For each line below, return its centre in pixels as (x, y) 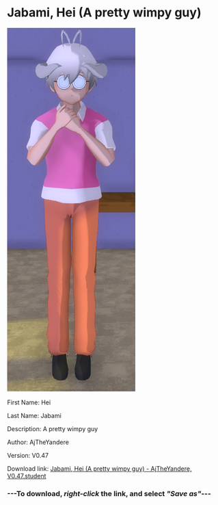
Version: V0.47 (28, 455)
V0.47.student (27, 476)
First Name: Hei (29, 402)
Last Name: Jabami (34, 415)
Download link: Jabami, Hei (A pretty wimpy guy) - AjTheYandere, (99, 468)
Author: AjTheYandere (38, 442)
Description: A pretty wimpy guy (53, 428)
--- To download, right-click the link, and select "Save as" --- (109, 493)
